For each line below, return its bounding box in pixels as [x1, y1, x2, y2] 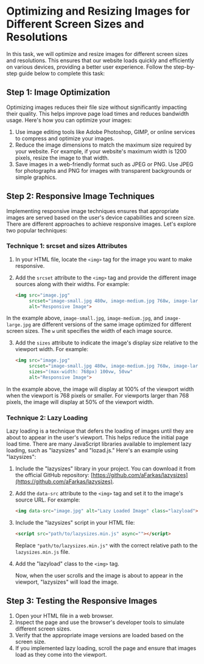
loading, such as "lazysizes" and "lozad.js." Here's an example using [6, 447, 178, 454]
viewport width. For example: [15, 346, 88, 353]
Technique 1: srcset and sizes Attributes [6, 242, 128, 250]
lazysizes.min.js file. [15, 548, 70, 556]
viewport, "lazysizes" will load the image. [15, 578, 119, 585]
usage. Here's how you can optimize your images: [6, 116, 132, 124]
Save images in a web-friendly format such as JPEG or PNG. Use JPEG [15, 160, 194, 168]
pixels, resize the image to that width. [15, 154, 110, 161]
